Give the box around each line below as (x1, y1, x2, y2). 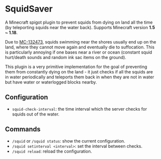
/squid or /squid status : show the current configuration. (12, 138, 126, 144)
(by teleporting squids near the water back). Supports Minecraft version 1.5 (5, 24, 155, 30)
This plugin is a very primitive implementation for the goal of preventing (5, 64, 147, 70)
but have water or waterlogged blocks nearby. (5, 79, 97, 85)
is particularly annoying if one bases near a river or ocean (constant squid (5, 49, 152, 55)
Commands (5, 125, 41, 133)
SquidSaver (5, 3, 53, 14)
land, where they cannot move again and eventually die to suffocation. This (5, 44, 155, 50)
